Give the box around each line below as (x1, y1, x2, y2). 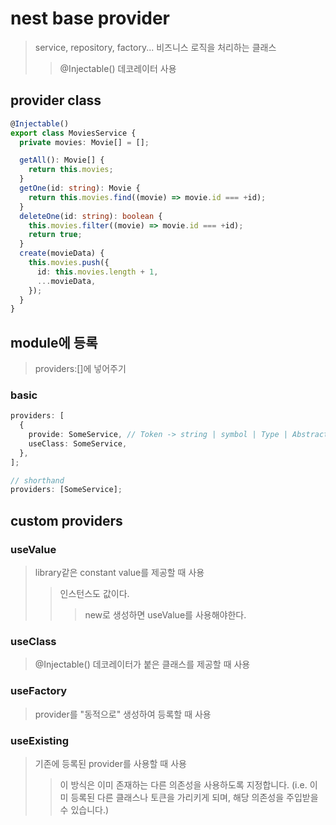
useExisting (10, 733, 70, 747)
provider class (10, 92, 102, 109)
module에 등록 (10, 334, 98, 351)
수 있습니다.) (59, 803, 110, 816)
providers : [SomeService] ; (10, 485, 123, 495)
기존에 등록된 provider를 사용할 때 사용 (34, 757, 187, 769)
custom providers (10, 512, 123, 529)
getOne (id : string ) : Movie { (19, 183, 141, 193)
